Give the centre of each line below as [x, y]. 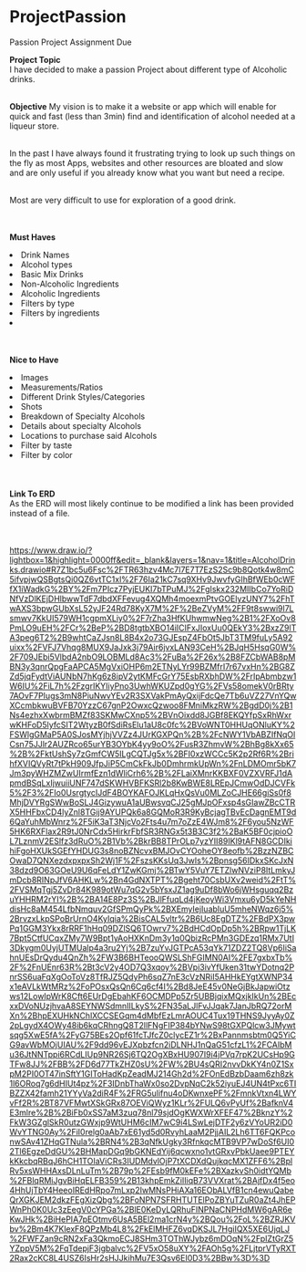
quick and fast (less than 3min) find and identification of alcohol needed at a [153, 116]
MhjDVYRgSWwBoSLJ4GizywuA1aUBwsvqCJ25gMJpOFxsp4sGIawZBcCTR [153, 802]
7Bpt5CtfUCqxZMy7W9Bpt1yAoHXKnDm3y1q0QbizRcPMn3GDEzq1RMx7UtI [152, 938]
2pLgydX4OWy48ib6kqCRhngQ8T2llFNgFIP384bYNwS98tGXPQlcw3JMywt [153, 1025]
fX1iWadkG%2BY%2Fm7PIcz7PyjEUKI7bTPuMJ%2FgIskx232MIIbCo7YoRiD [152, 589]
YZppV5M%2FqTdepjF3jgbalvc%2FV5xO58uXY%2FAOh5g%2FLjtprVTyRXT [153, 1248]
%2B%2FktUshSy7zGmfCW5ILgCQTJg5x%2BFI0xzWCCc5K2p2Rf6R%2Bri [152, 754]
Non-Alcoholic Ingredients [71, 284]
